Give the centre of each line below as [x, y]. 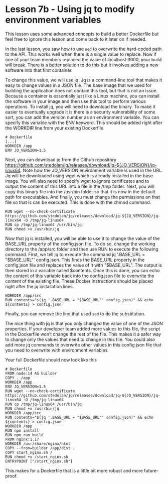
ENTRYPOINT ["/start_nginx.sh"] [39, 461]
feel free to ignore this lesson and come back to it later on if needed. [76, 39]
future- [151, 470]
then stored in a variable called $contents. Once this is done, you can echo [82, 270]
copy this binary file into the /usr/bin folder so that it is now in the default [80, 191]
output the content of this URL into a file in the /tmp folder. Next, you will [80, 186]
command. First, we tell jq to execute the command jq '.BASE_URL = [75, 254]
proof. [11, 476]
